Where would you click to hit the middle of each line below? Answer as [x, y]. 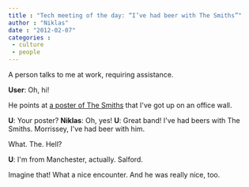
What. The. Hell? [35, 144]
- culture [28, 45]
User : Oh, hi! [29, 90]
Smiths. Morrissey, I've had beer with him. [77, 129]
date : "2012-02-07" [42, 30]
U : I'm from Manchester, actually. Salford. [76, 159]
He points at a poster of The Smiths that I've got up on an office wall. [120, 105]
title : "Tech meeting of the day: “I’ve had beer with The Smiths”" [125, 15]
